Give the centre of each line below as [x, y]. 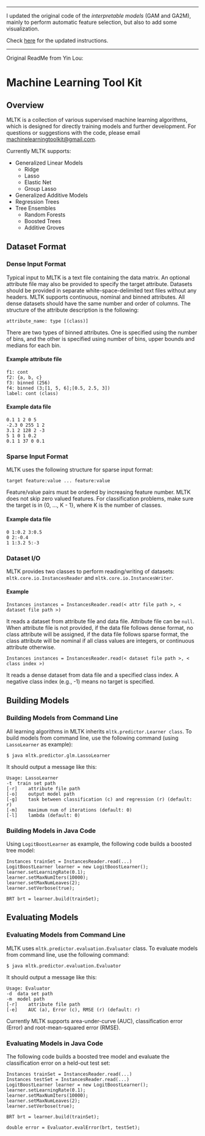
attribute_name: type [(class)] [47, 321]
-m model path [26, 999]
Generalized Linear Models [49, 163]
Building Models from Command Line [62, 718]
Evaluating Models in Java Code [55, 1043]
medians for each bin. [34, 345]
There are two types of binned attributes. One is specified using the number [102, 332]
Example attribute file [34, 359]
